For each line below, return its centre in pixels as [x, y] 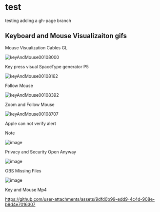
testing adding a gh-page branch [38, 21]
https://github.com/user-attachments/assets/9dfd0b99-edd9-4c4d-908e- [80, 199]
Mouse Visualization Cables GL [36, 47]
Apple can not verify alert [30, 123]
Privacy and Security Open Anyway [41, 152]
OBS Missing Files [23, 170]
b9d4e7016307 [20, 204]
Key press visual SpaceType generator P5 [47, 66]
